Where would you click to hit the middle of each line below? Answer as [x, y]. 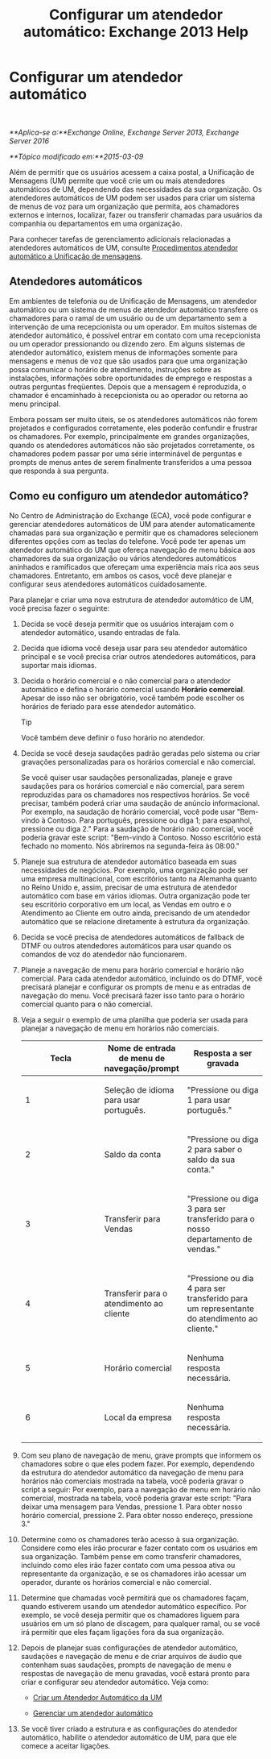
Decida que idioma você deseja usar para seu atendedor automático [134, 648]
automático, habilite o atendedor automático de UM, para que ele [129, 1737]
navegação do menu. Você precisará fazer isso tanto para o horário [132, 995]
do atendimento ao [222, 1318]
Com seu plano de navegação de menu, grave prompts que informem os [141, 1455]
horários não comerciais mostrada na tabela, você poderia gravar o [132, 1481]
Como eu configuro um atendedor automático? [129, 496]
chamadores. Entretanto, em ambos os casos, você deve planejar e [121, 575]
